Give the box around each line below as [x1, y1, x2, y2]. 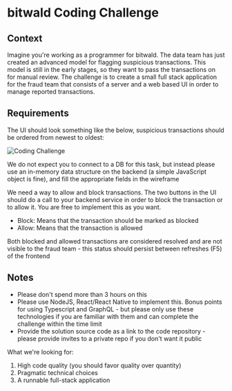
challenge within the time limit [17, 320, 102, 328]
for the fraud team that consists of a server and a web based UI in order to [7, 80, 219, 88]
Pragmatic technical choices [17, 368, 98, 376]
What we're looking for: [7, 347, 74, 356]
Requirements [7, 107, 69, 119]
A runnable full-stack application [17, 376, 110, 384]
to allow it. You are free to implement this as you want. [7, 203, 162, 211]
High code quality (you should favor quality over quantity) [17, 361, 182, 370]
